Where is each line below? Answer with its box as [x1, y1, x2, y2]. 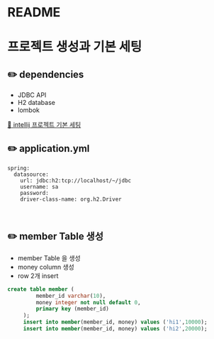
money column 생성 [17, 262, 74, 271]
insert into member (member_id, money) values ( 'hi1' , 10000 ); [23, 318, 208, 326]
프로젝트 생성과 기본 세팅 [7, 39, 142, 55]
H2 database [17, 99, 55, 107]
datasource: [13, 171, 50, 178]
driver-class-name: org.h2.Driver [20, 196, 122, 203]
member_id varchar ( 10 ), [35, 292, 106, 299]
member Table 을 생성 [17, 253, 81, 262]
